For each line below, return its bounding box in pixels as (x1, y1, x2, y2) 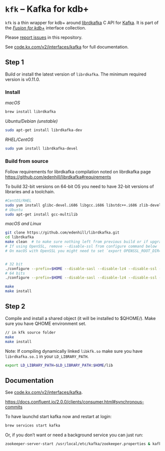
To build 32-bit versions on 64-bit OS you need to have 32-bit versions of (5, 183, 154, 189)
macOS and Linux (5, 221, 42, 227)
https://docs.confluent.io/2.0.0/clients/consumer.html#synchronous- (5, 399, 144, 405)
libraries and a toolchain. (5, 188, 55, 194)
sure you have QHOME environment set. (5, 320, 87, 326)
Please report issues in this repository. (5, 34, 82, 40)
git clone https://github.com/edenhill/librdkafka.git (5, 230, 120, 235)
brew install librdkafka (5, 109, 56, 114)
